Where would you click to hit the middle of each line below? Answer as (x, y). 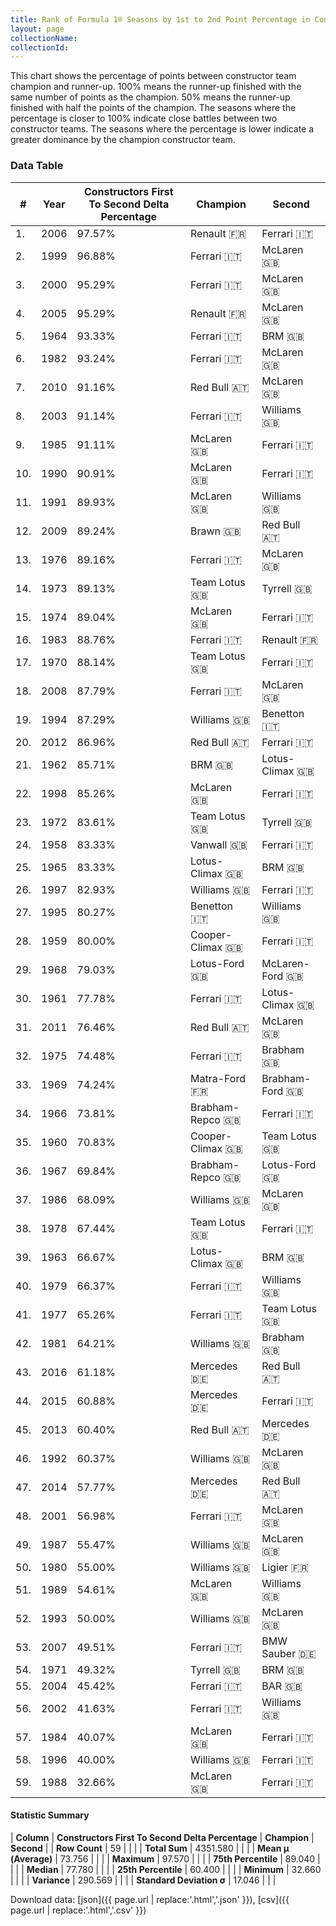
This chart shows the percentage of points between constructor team (153, 76)
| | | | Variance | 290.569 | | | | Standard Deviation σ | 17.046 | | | (143, 1880)
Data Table (37, 166)
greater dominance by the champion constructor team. (123, 140)
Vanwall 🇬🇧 (218, 844)
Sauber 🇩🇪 (289, 1653)
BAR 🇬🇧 (282, 1686)
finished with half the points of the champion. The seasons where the (153, 108)
